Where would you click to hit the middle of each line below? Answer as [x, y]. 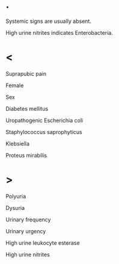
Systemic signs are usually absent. [48, 21]
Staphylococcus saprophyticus [44, 132]
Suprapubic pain [26, 73]
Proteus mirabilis [26, 155]
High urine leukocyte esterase [43, 243]
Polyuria [16, 196]
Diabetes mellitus [27, 108]
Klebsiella [18, 143]
